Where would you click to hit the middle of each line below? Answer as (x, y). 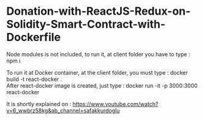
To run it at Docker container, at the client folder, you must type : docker (97, 72)
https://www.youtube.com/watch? (115, 104)
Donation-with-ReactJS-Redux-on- (99, 11)
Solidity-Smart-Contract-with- (86, 24)
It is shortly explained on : (39, 104)
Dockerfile (34, 37)
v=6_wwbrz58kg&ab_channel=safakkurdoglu (63, 110)
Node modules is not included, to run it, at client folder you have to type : (98, 54)
